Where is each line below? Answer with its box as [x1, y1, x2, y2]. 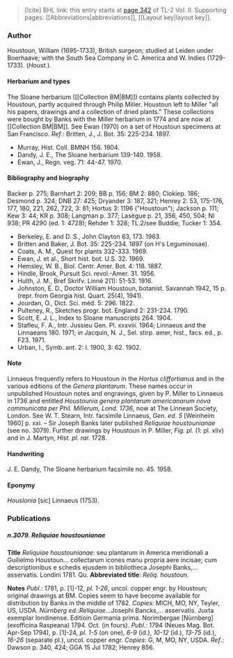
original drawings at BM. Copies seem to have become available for [7, 591, 200, 600]
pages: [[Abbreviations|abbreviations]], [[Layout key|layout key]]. [24, 13, 212, 22]
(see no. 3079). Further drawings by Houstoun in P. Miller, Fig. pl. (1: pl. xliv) [7, 426, 225, 434]
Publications [7, 514, 51, 524]
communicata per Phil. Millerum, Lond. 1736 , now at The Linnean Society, [7, 403, 218, 412]
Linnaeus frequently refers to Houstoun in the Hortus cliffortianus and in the [7, 374, 225, 383]
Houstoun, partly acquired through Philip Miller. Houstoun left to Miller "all [7, 100, 218, 109]
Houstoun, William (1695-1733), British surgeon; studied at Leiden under [7, 47, 214, 55]
